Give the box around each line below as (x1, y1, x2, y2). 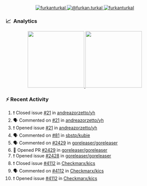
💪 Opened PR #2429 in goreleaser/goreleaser (13, 147, 107, 153)
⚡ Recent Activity (6, 96, 49, 103)
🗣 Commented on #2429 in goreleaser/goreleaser (13, 140, 118, 146)
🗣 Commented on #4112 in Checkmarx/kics (13, 167, 104, 173)
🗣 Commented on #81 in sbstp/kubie (13, 132, 90, 138)
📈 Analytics (6, 18, 38, 25)
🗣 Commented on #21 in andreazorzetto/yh (13, 117, 104, 123)
